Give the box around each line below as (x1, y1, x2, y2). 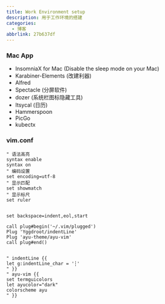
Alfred (15, 79, 31, 87)
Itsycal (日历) (15, 101, 48, 109)
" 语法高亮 (6, 151, 30, 157)
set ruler (6, 197, 32, 203)
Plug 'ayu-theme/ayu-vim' (6, 234, 72, 240)
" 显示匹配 (6, 180, 30, 186)
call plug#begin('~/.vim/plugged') (6, 223, 96, 230)
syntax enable (6, 156, 42, 162)
